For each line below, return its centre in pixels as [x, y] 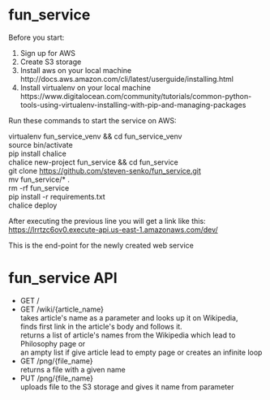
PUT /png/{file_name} [56, 378]
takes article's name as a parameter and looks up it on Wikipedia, [129, 317]
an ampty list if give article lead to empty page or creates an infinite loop [141, 352]
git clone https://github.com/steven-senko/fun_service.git [105, 170]
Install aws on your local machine [76, 70]
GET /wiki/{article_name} [62, 309]
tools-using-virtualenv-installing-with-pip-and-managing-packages [133, 105]
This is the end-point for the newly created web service [101, 245]
